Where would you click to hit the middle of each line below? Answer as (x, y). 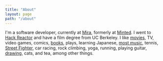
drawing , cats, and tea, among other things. (49, 53)
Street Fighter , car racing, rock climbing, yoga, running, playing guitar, (76, 48)
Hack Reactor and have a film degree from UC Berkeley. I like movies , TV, (80, 38)
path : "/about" (21, 19)
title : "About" (21, 10)
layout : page (18, 14)
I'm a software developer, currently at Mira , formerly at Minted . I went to (78, 33)
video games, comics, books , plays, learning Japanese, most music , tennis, (82, 43)
